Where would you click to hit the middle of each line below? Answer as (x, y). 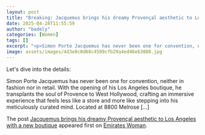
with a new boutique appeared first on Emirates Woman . (77, 125)
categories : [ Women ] (33, 35)
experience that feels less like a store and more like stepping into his (92, 100)
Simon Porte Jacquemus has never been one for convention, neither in (95, 81)
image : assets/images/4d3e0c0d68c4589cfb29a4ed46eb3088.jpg (85, 52)
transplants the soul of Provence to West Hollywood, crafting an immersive (100, 94)
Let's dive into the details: (39, 69)
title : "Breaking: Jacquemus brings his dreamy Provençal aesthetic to (99, 18)
